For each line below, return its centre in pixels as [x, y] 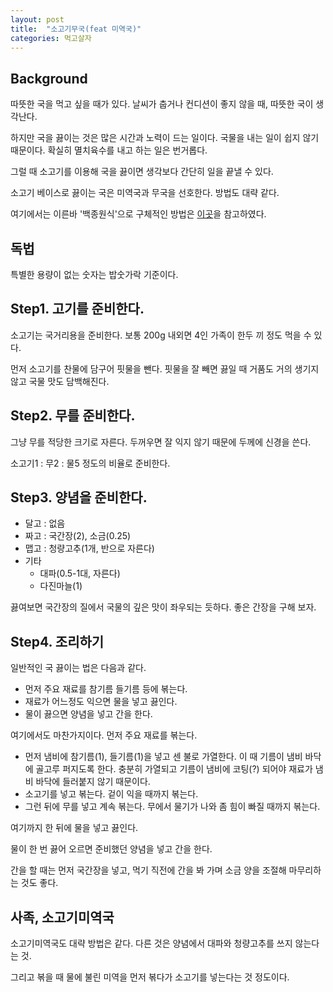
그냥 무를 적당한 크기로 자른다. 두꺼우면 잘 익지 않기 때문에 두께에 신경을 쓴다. [161, 442]
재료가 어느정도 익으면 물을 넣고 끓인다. [101, 702]
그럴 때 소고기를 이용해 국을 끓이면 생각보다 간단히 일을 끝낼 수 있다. [142, 172]
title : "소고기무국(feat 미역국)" [76, 29]
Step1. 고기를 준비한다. [77, 309]
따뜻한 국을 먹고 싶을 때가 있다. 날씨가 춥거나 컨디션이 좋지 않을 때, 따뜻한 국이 [162, 104]
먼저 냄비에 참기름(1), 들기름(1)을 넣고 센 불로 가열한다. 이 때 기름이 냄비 [163, 757]
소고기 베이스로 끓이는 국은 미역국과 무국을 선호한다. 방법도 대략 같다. [145, 193]
